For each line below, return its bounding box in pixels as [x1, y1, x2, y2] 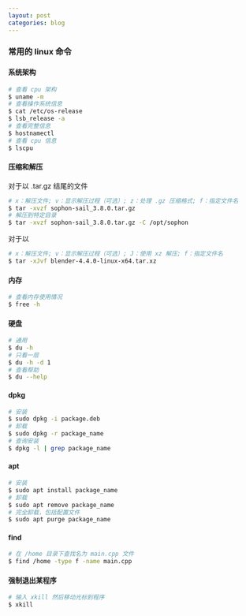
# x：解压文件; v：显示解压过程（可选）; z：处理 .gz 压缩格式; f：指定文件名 [8, 196, 239, 205]
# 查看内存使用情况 [8, 293, 63, 301]
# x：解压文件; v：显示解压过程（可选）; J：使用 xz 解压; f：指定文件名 [8, 250, 223, 258]
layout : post [8, 11, 51, 20]
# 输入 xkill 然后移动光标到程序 [8, 593, 105, 602]
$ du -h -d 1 [8, 358, 51, 367]
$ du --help [8, 373, 47, 381]
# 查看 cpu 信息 [8, 136, 57, 144]
